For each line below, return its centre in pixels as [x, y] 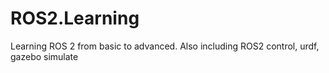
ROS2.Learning [75, 18]
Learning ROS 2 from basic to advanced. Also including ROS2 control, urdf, [165, 46]
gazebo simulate [44, 56]
